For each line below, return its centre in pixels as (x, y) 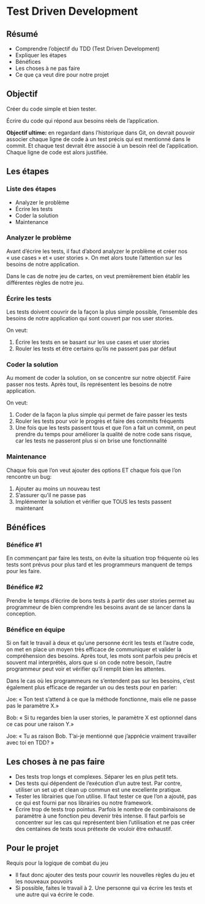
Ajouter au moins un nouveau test (58, 489)
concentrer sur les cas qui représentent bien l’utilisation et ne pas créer (105, 822)
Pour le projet (33, 848)
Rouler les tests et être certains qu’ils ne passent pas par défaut (95, 349)
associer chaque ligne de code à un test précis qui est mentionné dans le (99, 139)
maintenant (29, 508)
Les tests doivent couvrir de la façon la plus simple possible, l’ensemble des (102, 312)
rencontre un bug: (29, 476)
